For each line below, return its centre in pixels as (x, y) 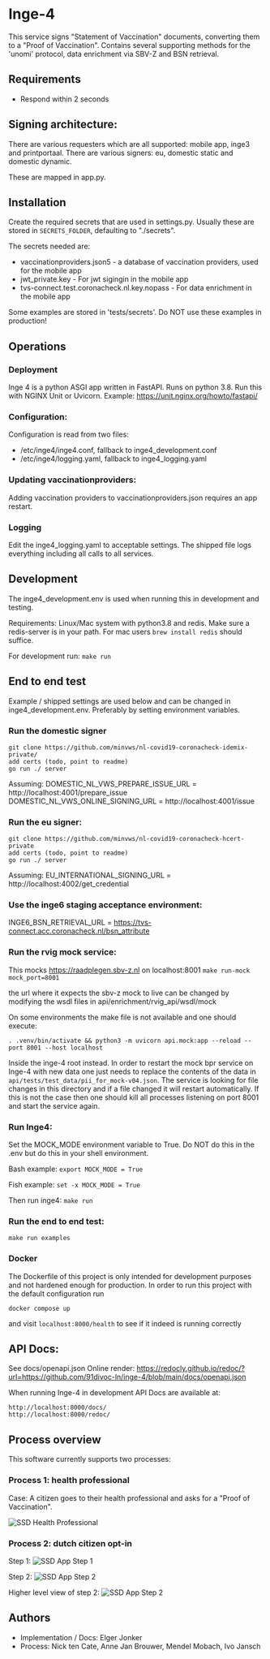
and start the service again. (54, 1105)
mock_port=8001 (34, 978)
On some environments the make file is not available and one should (122, 1017)
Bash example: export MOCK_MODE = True (76, 1169)
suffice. (21, 640)
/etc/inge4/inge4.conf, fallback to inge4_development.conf (118, 450)
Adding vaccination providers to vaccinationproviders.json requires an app (133, 498)
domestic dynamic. (41, 161)
